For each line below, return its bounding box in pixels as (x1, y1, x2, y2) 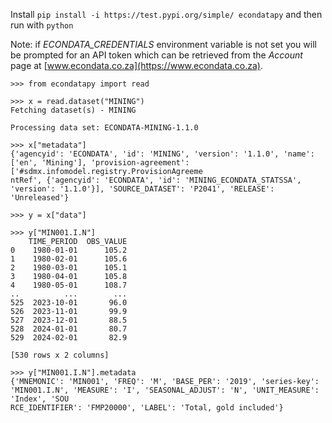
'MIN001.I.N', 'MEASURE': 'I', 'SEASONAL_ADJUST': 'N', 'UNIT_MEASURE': (10, 385, 320, 395)
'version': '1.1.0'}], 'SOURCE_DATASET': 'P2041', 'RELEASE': (10, 184, 275, 194)
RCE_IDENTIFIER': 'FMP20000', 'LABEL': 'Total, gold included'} (10, 403, 284, 413)
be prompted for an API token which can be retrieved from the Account (10, 49, 303, 61)
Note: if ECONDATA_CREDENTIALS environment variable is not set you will (10, 39, 317, 50)
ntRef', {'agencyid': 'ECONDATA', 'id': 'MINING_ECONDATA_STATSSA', (10, 175, 302, 185)
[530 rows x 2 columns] (10, 350, 110, 360)
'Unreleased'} (10, 193, 70, 203)
